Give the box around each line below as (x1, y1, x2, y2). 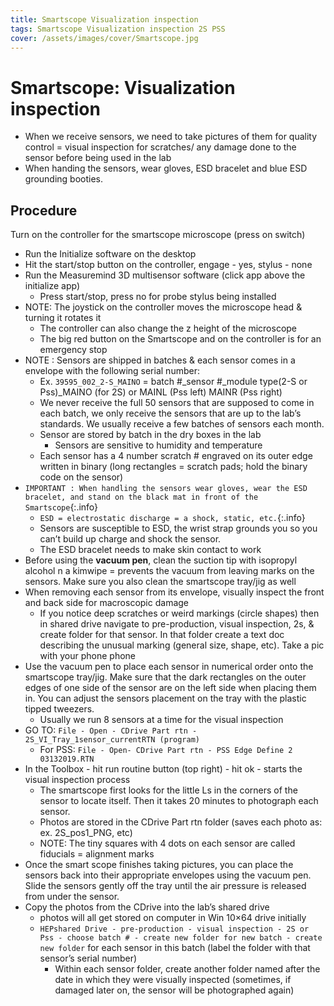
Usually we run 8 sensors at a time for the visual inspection (39, 714, 284, 726)
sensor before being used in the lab (24, 152, 172, 164)
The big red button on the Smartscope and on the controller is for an (39, 333, 322, 345)
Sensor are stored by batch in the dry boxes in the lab (39, 429, 262, 441)
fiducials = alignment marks (39, 848, 155, 860)
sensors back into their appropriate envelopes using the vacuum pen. (24, 869, 312, 881)
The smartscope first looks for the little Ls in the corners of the (39, 784, 298, 796)
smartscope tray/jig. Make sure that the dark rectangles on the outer (24, 671, 307, 683)
